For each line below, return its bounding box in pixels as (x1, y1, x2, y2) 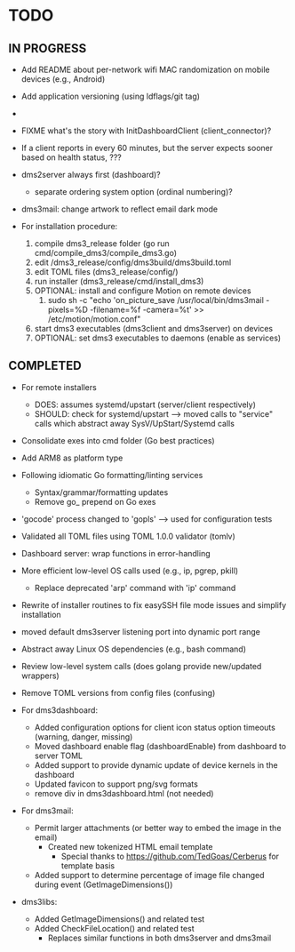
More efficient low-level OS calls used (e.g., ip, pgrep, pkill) (20, 565, 239, 576)
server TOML (34, 750, 84, 761)
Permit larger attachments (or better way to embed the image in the (34, 822, 282, 833)
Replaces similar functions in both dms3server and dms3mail (47, 932, 272, 943)
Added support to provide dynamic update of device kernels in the (34, 759, 278, 770)
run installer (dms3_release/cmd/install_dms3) (34, 276, 204, 286)
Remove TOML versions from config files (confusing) (20, 687, 216, 698)
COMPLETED (8, 358, 82, 373)
